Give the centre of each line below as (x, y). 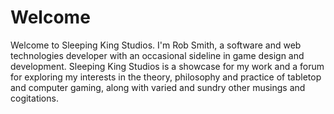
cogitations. (34, 98)
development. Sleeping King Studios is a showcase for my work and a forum (167, 66)
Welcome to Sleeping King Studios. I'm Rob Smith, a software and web (156, 45)
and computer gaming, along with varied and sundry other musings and (158, 87)
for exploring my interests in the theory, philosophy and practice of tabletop (166, 77)
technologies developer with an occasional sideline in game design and (157, 55)
